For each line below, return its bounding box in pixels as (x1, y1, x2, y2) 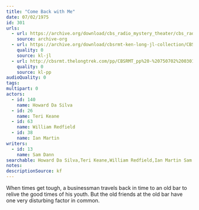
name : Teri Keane (17, 113, 60, 119)
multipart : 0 (6, 86, 38, 92)
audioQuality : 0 (6, 75, 46, 80)
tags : (6, 80, 20, 86)
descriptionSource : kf (6, 168, 62, 175)
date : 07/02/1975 (6, 14, 49, 20)
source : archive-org (17, 36, 68, 42)
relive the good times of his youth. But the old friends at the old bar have (6, 190, 183, 198)
